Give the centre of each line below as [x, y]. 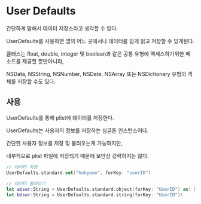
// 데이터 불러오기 [26, 184]
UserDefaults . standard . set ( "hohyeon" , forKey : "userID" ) [79, 173]
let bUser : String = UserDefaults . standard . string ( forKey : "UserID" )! [95, 195]
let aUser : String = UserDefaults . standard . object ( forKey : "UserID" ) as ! [99, 190]
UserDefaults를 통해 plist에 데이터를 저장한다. [60, 117]
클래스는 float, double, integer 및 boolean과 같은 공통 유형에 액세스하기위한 [95, 54]
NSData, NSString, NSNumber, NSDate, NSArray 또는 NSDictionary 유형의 [96, 74]
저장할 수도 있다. [36, 81]
